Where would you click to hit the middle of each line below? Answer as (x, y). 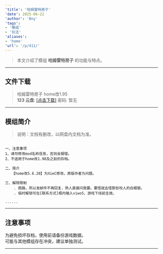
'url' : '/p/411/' (23, 46)
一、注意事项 (16, 149)
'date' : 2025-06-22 (25, 14)
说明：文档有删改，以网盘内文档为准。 (55, 134)
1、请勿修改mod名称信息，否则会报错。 (38, 154)
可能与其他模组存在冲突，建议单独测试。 (45, 241)
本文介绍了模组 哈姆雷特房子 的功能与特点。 (61, 60)
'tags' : (13, 23)
